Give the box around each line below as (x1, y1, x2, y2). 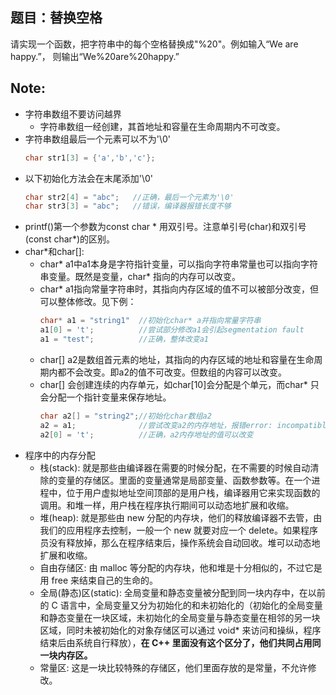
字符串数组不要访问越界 (24, 108, 122, 120)
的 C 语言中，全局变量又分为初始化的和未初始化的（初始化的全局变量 (39, 599, 323, 611)
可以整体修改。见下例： (39, 296, 137, 308)
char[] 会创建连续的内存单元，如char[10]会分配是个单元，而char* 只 (39, 378, 320, 390)
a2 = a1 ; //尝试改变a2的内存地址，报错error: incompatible (39, 420, 332, 430)
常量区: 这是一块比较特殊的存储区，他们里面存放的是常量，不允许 (39, 661, 308, 673)
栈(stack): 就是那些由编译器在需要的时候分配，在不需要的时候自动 (39, 461, 311, 473)
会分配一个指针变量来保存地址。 (39, 391, 172, 403)
